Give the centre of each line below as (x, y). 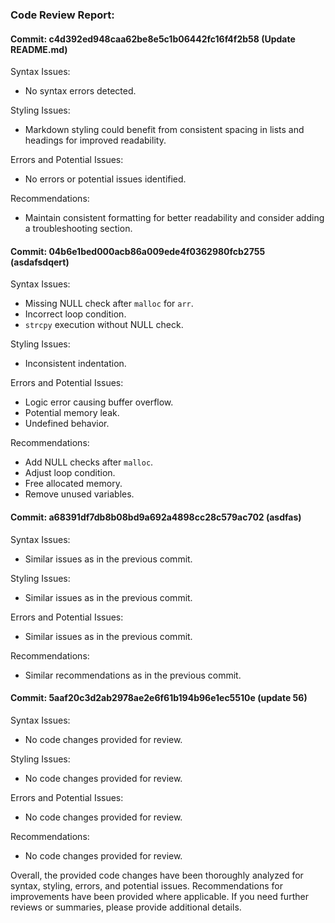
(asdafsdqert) (40, 262)
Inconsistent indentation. (75, 364)
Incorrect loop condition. (75, 314)
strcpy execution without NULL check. (104, 325)
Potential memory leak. (72, 413)
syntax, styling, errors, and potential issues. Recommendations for (146, 885)
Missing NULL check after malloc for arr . (109, 304)
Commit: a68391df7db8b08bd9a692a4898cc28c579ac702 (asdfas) (156, 517)
